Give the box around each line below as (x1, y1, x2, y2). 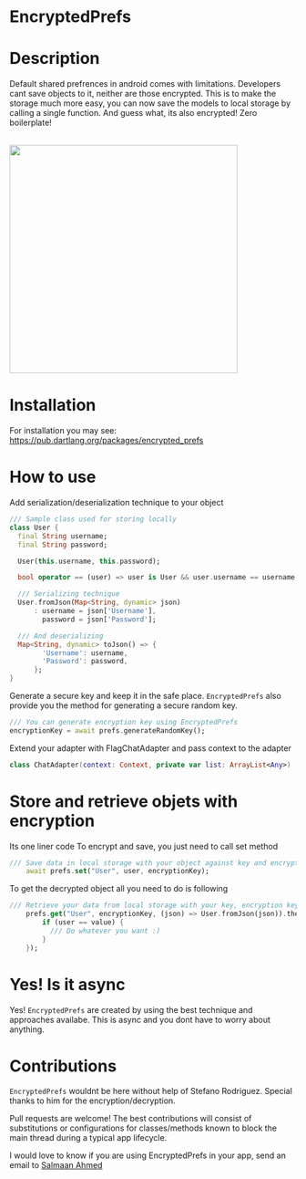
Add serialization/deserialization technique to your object (9, 497, 224, 507)
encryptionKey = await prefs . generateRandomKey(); (9, 725, 206, 736)
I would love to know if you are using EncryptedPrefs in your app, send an (9, 1150, 287, 1161)
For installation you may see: (9, 425, 117, 436)
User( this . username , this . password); (17, 557, 161, 566)
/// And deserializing (17, 631, 104, 641)
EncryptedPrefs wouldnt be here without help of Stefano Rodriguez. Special (9, 1086, 293, 1097)
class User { (9, 523, 59, 532)
